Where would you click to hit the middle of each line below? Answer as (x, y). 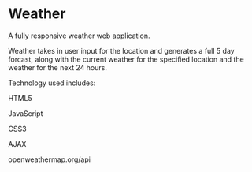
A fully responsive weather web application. (79, 36)
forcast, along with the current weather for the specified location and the (126, 59)
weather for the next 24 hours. (58, 67)
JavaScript (26, 113)
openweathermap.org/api (49, 159)
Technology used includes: (52, 83)
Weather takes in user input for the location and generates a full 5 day (121, 50)
